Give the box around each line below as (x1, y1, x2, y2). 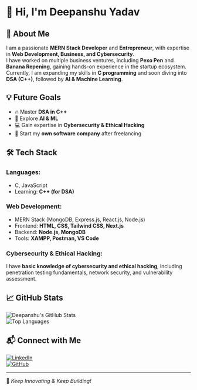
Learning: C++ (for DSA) (14, 188, 74, 195)
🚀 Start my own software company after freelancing (14, 129, 142, 137)
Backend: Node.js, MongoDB (14, 228, 86, 235)
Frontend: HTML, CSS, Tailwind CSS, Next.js (14, 222, 124, 229)
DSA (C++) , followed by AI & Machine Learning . (6, 76, 123, 82)
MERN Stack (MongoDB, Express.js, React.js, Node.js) (14, 216, 145, 223)
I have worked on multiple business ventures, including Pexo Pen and (6, 57, 174, 64)
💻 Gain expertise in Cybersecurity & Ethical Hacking (14, 121, 145, 128)
